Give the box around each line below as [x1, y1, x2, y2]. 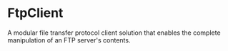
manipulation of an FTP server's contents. [7, 35, 131, 44]
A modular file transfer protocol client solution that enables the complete [7, 28, 221, 37]
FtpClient [7, 5, 64, 21]
